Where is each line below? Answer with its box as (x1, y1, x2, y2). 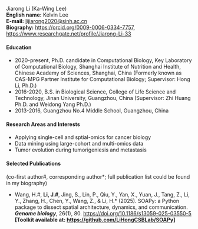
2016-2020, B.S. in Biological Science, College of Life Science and (14, 88, 176, 95)
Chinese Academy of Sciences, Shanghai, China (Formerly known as (14, 69, 182, 76)
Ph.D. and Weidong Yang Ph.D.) (14, 101, 91, 108)
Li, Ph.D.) (14, 82, 37, 89)
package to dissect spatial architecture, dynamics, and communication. (14, 204, 188, 211)
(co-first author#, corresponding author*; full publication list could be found (6, 173, 190, 180)
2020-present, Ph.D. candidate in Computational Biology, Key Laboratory (14, 57, 192, 64)
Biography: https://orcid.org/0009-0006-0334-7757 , (6, 24, 136, 31)
